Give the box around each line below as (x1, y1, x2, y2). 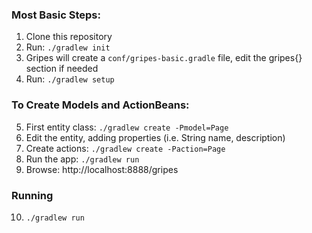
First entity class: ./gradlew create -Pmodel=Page (25, 121, 229, 133)
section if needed (25, 63, 99, 75)
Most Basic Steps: (11, 8, 101, 22)
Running (11, 188, 54, 202)
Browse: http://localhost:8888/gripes (25, 163, 179, 175)
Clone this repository (25, 31, 113, 43)
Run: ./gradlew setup (25, 73, 115, 85)
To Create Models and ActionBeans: (11, 98, 190, 112)
